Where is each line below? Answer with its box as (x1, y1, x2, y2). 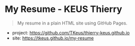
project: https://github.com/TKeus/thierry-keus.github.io (12, 29, 130, 35)
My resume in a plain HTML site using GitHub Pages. (17, 20, 128, 26)
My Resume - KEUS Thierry (5, 3, 122, 15)
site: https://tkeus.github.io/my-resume (12, 35, 94, 41)
